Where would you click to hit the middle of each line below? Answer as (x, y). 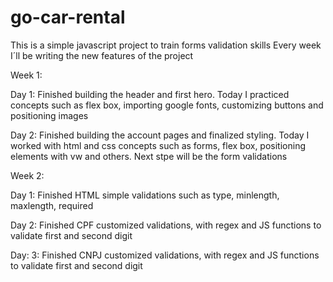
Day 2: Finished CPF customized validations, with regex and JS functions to (166, 225)
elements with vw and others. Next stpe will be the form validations (149, 156)
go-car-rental (68, 17)
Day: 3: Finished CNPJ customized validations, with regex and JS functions (165, 255)
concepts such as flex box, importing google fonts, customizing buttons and (167, 105)
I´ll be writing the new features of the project (102, 55)
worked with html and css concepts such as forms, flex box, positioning (158, 145)
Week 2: (27, 175)
